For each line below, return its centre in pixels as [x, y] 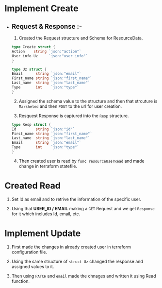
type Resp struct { [31, 124]
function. [21, 281]
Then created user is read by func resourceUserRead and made [81, 161]
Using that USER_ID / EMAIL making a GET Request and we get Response [83, 208]
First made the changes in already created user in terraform [71, 247]
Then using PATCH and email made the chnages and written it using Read [84, 276]
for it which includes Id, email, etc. [46, 214]
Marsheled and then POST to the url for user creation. [70, 106]
